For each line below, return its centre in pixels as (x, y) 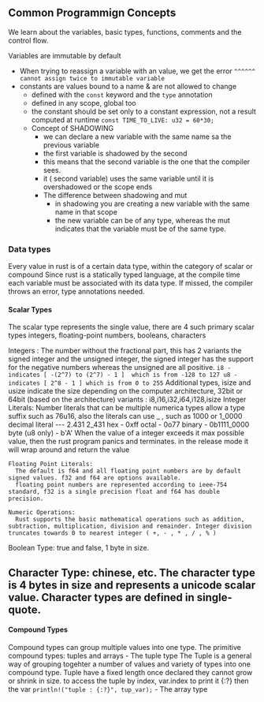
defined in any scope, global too (84, 103)
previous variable (71, 144)
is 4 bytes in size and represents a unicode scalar (132, 585)
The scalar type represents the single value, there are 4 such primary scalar (131, 327)
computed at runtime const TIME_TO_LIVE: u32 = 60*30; (123, 119)
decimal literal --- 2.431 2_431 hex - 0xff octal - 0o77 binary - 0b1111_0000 (129, 424)
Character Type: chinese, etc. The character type (132, 572)
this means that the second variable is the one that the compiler (147, 162)
